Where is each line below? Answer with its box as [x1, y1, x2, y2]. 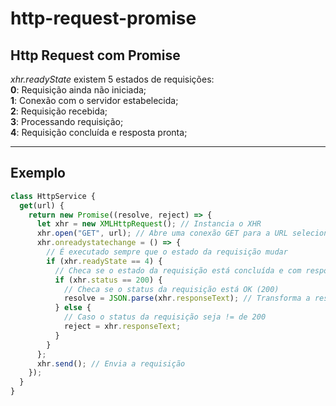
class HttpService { [10, 191, 97, 201]
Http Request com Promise [10, 47, 181, 64]
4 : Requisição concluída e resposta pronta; [10, 127, 188, 138]
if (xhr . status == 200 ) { [54, 275, 163, 285]
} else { [54, 303, 92, 313]
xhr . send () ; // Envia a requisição [36, 358, 186, 369]
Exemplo [10, 165, 66, 182]
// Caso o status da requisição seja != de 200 [63, 312, 267, 322]
